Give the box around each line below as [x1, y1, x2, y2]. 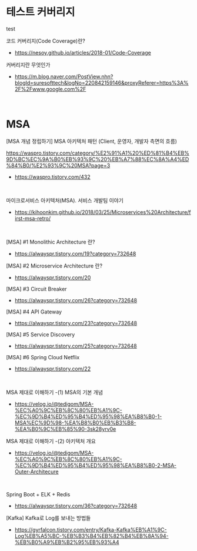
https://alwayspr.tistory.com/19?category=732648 [14, 250, 136, 257]
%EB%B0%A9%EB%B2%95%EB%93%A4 [14, 539, 119, 546]
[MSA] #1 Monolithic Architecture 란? [6, 238, 95, 245]
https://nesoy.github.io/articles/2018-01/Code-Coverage [14, 49, 151, 56]
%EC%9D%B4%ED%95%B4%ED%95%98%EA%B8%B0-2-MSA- [14, 462, 177, 469]
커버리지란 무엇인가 [6, 61, 51, 68]
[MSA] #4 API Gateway [6, 308, 62, 315]
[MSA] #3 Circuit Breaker [6, 285, 67, 292]
